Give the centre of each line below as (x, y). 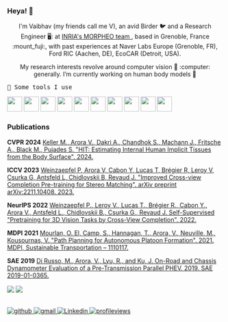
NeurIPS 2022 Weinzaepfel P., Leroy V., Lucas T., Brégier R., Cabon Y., (107, 205)
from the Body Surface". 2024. (50, 156)
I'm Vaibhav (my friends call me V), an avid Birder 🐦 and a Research (115, 26)
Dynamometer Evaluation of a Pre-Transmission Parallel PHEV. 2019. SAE (110, 268)
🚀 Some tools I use (40, 87)
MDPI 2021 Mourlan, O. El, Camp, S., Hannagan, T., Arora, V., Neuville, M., (111, 233)
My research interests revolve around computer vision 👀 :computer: (115, 67)
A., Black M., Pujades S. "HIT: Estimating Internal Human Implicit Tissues (109, 149)
